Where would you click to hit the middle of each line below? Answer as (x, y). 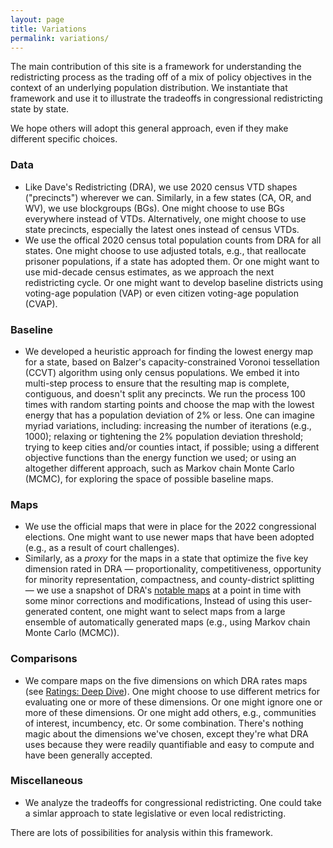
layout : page (37, 19)
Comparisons (44, 659)
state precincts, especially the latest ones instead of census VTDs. (162, 229)
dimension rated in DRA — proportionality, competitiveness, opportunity (173, 569)
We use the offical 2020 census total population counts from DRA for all (173, 240)
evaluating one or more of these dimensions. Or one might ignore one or (173, 702)
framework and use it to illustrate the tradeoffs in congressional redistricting (166, 98)
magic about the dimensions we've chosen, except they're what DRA (166, 733)
